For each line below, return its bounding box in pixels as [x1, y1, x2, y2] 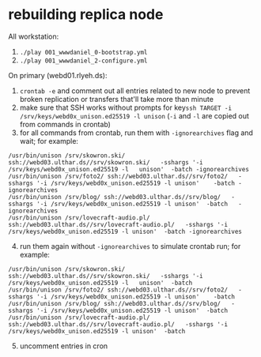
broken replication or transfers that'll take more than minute [19, 94, 214, 103]
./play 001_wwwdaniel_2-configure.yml [19, 57, 148, 65]
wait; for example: [19, 136, 79, 145]
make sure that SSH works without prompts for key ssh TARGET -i [19, 103, 232, 112]
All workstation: [8, 32, 59, 41]
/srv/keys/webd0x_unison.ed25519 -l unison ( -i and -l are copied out [19, 111, 249, 120]
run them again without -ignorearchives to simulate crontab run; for [19, 241, 241, 250]
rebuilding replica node [8, 6, 164, 24]
